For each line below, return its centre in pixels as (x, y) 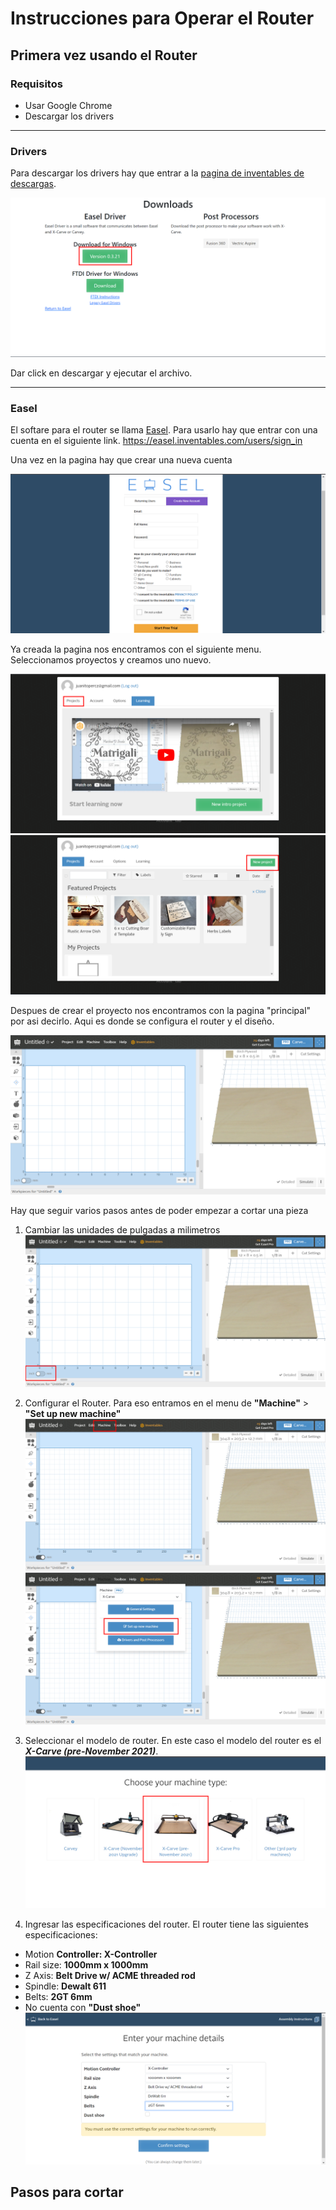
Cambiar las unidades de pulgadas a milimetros (122, 1230)
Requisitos (36, 84)
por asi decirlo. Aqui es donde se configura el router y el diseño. (142, 1021)
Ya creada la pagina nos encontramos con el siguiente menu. (136, 649)
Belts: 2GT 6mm (58, 1996)
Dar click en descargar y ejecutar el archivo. (101, 373)
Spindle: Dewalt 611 (65, 1986)
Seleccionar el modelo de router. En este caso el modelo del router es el (173, 1740)
